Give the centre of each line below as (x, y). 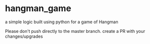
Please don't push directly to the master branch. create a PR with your (75, 31)
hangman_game (38, 8)
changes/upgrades (24, 36)
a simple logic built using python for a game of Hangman (62, 22)
